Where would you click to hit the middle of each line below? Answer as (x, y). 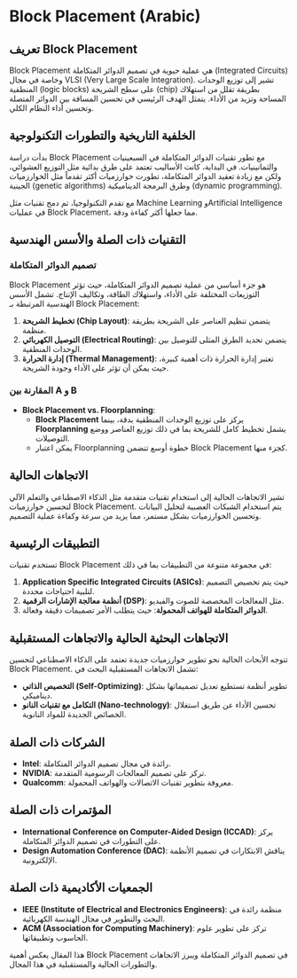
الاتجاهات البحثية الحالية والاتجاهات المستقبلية (119, 638)
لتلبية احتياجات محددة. (58, 591)
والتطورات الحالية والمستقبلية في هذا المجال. (83, 964)
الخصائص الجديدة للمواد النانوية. (74, 715)
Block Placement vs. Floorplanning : (89, 410)
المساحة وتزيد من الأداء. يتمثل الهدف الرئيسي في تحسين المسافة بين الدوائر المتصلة (148, 98)
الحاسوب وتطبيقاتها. (55, 937)
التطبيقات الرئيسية (55, 544)
